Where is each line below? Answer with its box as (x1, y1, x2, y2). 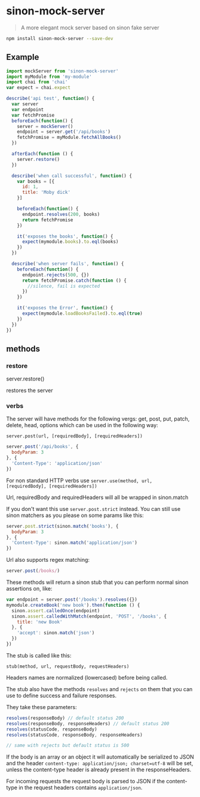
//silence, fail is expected (27, 283, 100, 289)
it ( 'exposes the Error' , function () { (17, 305, 113, 311)
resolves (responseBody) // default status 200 (6, 715, 124, 721)
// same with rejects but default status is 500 (6, 743, 130, 749)
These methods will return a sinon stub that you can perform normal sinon (6, 579, 189, 586)
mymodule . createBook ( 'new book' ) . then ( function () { (6, 602, 140, 608)
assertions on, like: (6, 585, 53, 592)
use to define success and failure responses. (6, 692, 117, 699)
